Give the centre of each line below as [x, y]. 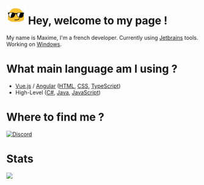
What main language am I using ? [92, 69]
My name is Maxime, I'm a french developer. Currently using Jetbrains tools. [102, 37]
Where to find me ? [56, 117]
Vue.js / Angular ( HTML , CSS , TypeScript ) [68, 86]
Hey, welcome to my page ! [98, 21]
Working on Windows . [34, 44]
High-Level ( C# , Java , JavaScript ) [58, 92]
